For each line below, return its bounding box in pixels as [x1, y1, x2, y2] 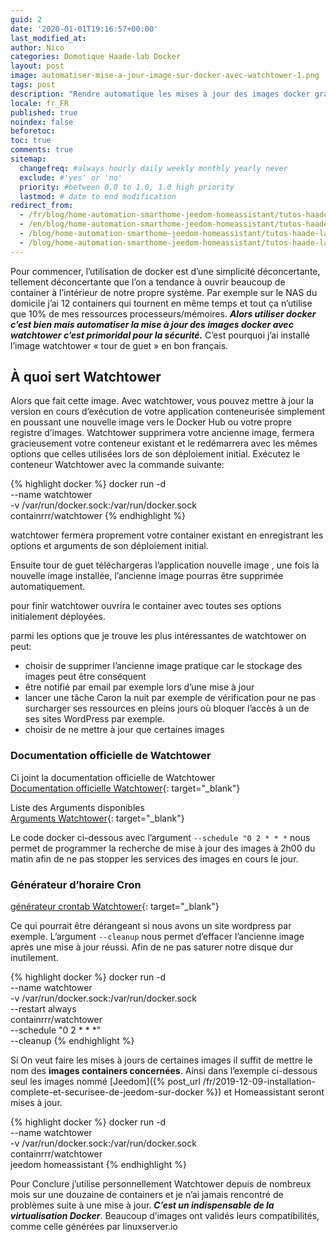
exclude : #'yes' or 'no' [19, 172, 123, 183]
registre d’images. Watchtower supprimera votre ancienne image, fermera [10, 427, 315, 439]
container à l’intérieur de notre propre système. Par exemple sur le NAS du [10, 286, 318, 298]
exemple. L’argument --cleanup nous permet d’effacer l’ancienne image [10, 931, 305, 943]
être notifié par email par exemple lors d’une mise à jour [24, 681, 255, 693]
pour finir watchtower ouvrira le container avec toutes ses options [10, 600, 282, 612]
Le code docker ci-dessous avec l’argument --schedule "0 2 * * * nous [10, 831, 311, 843]
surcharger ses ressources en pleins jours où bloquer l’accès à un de [24, 702, 310, 715]
